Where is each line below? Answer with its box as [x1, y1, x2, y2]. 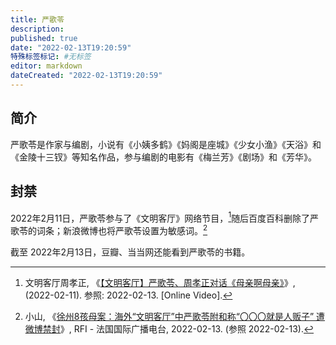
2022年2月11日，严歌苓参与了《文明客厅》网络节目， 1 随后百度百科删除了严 [10, 210, 320, 224]
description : [10, 24, 65, 34]
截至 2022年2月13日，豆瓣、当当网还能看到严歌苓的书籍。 [10, 246, 251, 258]
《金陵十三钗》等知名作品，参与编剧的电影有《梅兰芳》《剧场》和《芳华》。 [10, 151, 317, 163]
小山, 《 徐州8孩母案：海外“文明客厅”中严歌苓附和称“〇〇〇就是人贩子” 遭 [24, 310, 326, 322]
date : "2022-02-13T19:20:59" [10, 42, 132, 53]
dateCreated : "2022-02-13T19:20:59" [10, 71, 163, 81]
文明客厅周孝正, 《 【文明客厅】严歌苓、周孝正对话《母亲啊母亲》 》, [24, 276, 296, 288]
